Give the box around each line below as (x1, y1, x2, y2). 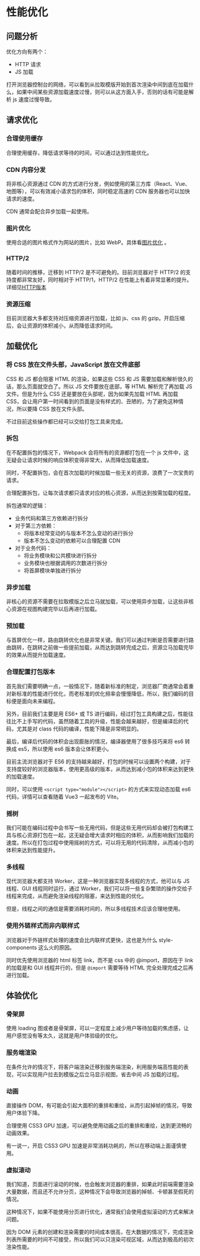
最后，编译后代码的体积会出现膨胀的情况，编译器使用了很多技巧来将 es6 (6, 738, 184, 745)
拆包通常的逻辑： (6, 502, 48, 509)
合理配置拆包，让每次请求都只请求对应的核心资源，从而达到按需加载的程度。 (6, 489, 194, 496)
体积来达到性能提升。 (6, 846, 58, 854)
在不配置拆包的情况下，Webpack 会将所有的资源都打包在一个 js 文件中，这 (6, 449, 189, 456)
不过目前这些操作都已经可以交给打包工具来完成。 (6, 417, 126, 425)
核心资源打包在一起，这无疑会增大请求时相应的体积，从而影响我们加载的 (16, 831, 194, 839)
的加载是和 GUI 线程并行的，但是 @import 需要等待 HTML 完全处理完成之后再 (6, 964, 193, 971)
